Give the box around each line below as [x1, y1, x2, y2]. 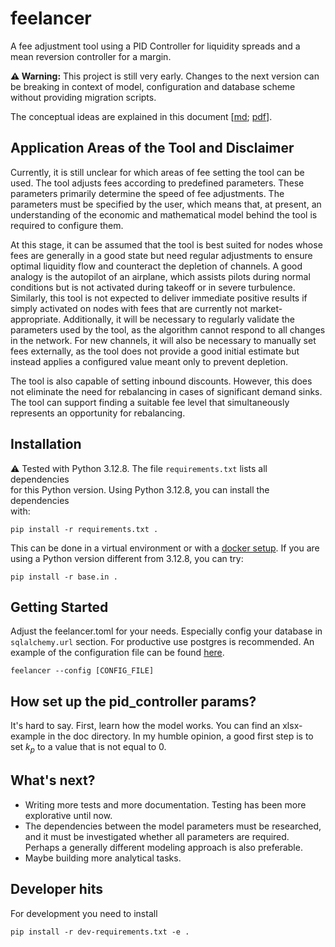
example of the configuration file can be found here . [10, 647, 225, 659]
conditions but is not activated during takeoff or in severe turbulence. [10, 281, 296, 293]
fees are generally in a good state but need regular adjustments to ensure [10, 249, 313, 261]
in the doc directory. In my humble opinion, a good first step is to [47, 730, 314, 742]
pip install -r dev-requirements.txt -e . [10, 927, 190, 937]
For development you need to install [10, 907, 158, 919]
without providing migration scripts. [10, 91, 157, 103]
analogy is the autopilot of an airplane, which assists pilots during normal [10, 270, 311, 282]
